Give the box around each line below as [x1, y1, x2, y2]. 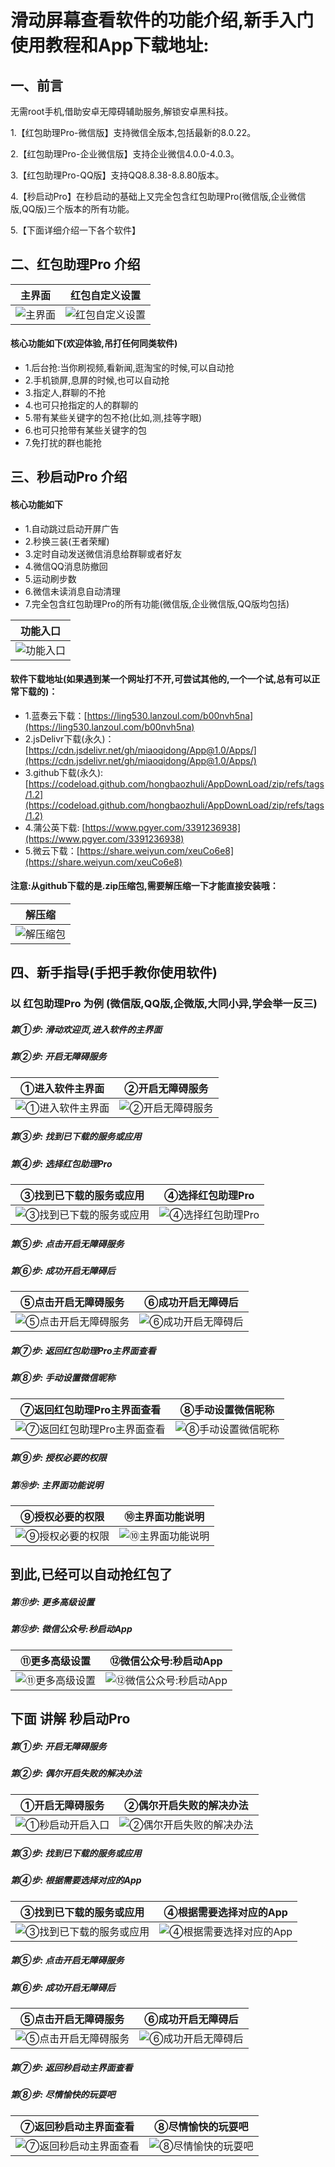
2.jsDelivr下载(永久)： [24, 732, 115, 745]
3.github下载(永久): [24, 766, 104, 778]
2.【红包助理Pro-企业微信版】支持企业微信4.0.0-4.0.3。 [10, 148, 240, 160]
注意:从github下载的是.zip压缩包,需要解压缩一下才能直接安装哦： [10, 880, 279, 892]
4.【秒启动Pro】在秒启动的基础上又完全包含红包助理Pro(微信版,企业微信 [10, 191, 307, 202]
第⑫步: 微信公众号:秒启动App [10, 1623, 133, 1635]
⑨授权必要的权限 [20, 1510, 105, 1524]
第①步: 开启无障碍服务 [10, 1740, 107, 1752]
